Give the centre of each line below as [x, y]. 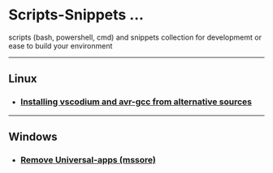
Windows [33, 137]
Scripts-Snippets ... [76, 15]
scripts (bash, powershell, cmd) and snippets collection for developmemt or [135, 37]
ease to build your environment [61, 45]
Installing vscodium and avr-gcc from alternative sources [136, 102]
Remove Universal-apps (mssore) [88, 159]
